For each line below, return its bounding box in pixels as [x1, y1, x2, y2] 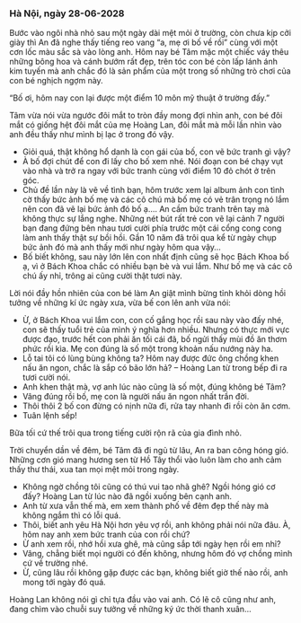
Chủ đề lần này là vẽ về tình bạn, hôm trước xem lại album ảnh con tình [22, 185, 285, 196]
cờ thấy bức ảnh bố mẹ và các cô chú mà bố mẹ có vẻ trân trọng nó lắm [22, 194, 289, 205]
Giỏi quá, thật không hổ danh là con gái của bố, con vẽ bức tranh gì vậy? [22, 146, 291, 157]
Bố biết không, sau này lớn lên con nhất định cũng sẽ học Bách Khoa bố [22, 251, 289, 262]
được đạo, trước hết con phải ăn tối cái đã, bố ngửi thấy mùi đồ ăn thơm [22, 334, 288, 345]
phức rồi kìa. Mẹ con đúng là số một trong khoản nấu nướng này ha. [22, 344, 274, 355]
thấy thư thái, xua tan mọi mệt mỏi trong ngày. [9, 464, 180, 475]
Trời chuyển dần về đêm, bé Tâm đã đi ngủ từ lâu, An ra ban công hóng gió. [9, 445, 289, 456]
